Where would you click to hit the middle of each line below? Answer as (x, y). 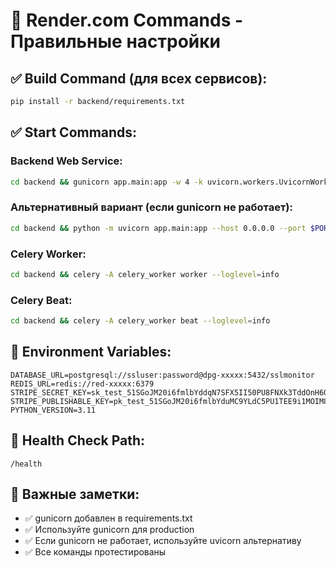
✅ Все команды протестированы (95, 552)
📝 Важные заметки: (75, 494)
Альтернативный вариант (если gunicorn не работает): (151, 207)
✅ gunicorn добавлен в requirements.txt (108, 518)
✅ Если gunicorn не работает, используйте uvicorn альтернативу (163, 541)
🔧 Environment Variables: (91, 352)
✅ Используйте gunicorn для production (109, 530)
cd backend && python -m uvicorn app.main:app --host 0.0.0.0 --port (158, 228)
